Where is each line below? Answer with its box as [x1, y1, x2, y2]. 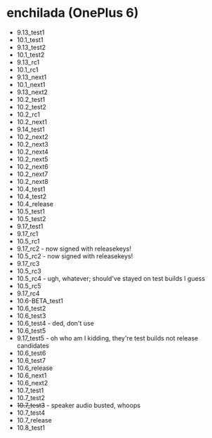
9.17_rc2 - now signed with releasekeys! [16, 244, 131, 253]
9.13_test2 [16, 43, 46, 51]
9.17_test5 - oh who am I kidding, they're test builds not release [16, 333, 199, 342]
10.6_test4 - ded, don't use [16, 319, 94, 327]
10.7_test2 [16, 393, 46, 401]
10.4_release [16, 199, 54, 208]
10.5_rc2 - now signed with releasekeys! [16, 251, 133, 260]
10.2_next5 [16, 154, 48, 163]
